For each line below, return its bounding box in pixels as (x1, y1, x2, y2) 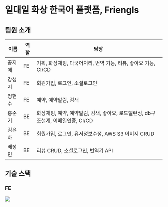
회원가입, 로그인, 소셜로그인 (36, 80, 97, 86)
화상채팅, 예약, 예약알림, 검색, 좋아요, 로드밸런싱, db (36, 110, 151, 116)
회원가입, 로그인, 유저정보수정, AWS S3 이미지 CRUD (36, 130, 155, 137)
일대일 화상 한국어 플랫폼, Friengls (5, 4, 139, 16)
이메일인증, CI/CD (53, 117, 93, 124)
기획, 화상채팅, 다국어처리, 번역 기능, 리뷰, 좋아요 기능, (36, 60, 156, 66)
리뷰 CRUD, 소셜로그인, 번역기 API (36, 147, 113, 154)
